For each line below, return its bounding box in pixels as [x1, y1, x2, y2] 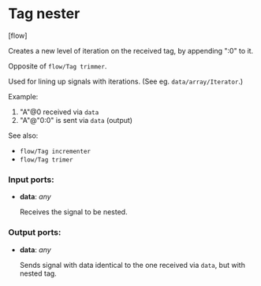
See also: [8, 131, 39, 140]
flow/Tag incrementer [19, 147, 91, 155]
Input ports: [8, 174, 54, 185]
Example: [8, 91, 39, 101]
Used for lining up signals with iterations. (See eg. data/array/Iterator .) [8, 76, 244, 86]
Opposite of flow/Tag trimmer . [8, 61, 107, 71]
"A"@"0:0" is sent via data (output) [19, 115, 132, 124]
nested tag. [19, 269, 57, 278]
